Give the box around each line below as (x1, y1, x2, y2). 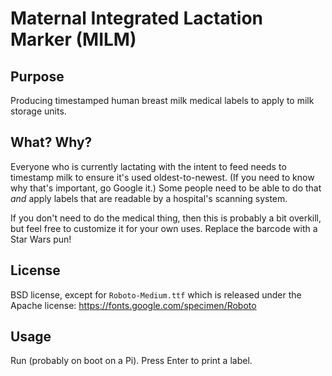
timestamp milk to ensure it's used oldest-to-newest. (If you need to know (10, 171, 315, 183)
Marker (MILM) (10, 28, 137, 51)
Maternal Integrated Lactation (10, 7, 264, 30)
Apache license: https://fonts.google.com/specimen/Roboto (10, 299, 257, 311)
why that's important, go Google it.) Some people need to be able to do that (10, 182, 322, 194)
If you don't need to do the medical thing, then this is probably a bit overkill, (10, 212, 322, 224)
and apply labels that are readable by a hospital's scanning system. (10, 192, 288, 204)
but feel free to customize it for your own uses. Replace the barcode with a (10, 222, 318, 234)
